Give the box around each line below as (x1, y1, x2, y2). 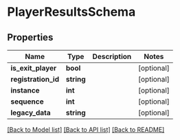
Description (92, 52, 132, 61)
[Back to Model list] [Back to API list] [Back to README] (7, 126, 165, 134)
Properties (7, 32, 54, 43)
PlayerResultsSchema (7, 4, 136, 20)
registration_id (10, 75, 60, 84)
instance (10, 86, 40, 95)
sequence (10, 97, 44, 106)
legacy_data (10, 108, 51, 117)
